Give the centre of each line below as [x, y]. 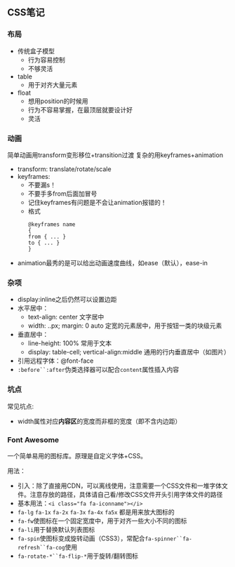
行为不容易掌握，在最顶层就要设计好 [80, 109]
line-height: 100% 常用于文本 [70, 343]
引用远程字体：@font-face [55, 361]
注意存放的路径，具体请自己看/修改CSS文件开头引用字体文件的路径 [126, 494]
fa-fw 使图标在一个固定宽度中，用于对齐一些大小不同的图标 [102, 521]
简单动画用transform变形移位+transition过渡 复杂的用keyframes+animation [115, 155]
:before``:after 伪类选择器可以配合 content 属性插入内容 [98, 370]
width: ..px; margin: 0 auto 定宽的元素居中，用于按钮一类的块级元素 [125, 326]
